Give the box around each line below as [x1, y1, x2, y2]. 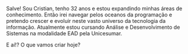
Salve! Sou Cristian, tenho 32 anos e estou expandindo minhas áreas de [6, 5, 183, 12]
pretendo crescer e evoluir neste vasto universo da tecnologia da [6, 18, 166, 24]
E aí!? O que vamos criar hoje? [6, 41, 81, 48]
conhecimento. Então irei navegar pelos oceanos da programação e [6, 11, 173, 18]
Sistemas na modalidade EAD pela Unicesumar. [6, 30, 123, 37]
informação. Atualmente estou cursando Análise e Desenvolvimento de [6, 23, 180, 31]
